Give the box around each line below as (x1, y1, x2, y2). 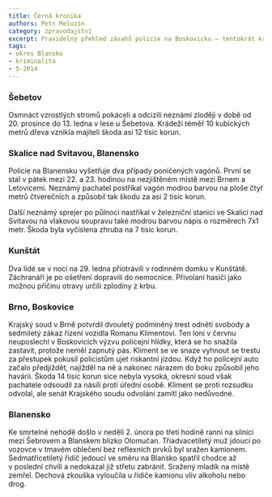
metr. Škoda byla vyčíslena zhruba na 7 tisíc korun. (8, 225, 178, 235)
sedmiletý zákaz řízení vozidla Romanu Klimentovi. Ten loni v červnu (8, 328, 236, 338)
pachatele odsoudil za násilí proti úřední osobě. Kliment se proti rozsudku (8, 379, 253, 390)
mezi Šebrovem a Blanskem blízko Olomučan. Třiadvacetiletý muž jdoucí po (8, 436, 261, 446)
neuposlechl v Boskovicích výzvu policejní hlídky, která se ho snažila (8, 336, 237, 346)
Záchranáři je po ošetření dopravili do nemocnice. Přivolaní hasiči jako (8, 272, 242, 282)
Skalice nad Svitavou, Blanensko (8, 147, 139, 158)
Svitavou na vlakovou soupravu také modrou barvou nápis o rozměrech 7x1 (8, 216, 259, 226)
